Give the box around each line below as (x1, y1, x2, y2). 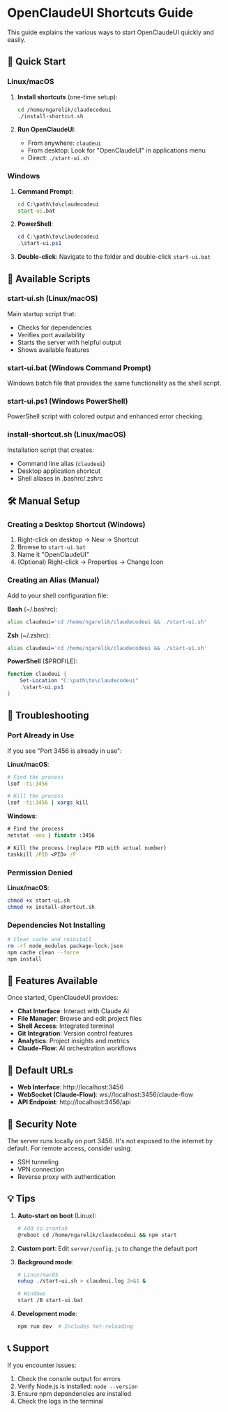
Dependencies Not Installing (7, 920, 106, 930)
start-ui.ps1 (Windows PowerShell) (7, 397, 128, 407)
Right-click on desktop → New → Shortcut (17, 535, 139, 544)
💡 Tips (7, 1193, 36, 1205)
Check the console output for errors (17, 1374, 121, 1383)
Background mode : (17, 1257, 75, 1266)
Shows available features (17, 345, 90, 354)
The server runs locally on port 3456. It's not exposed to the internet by (7, 1136, 213, 1145)
